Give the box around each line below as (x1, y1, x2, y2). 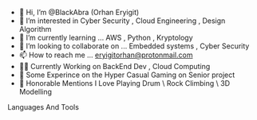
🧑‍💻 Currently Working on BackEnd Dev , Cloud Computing (18, 62, 211, 71)
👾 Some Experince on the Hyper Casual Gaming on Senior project (18, 70, 235, 79)
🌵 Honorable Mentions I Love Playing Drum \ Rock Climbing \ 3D (18, 79, 231, 87)
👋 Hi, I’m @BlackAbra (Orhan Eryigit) (18, 8, 140, 17)
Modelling (18, 87, 53, 96)
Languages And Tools (7, 103, 79, 111)
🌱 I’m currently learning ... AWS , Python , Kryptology (18, 33, 193, 42)
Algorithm (18, 25, 52, 33)
